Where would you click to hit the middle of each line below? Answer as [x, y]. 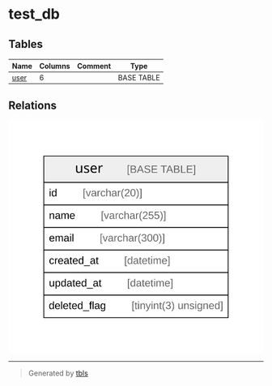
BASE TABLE [139, 77]
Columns [55, 66]
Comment [94, 66]
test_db [34, 14]
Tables [25, 44]
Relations [33, 105]
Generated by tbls [58, 373]
